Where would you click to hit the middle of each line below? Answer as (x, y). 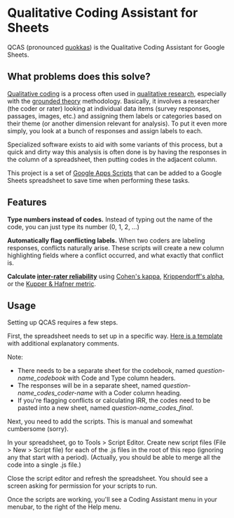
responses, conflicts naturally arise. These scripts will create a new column (116, 247)
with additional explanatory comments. (63, 343)
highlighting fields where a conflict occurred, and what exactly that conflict (116, 255)
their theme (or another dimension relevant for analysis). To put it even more (117, 123)
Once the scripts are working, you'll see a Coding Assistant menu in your (112, 500)
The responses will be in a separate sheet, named (89, 386)
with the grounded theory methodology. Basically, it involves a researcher (113, 101)
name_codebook (42, 378)
